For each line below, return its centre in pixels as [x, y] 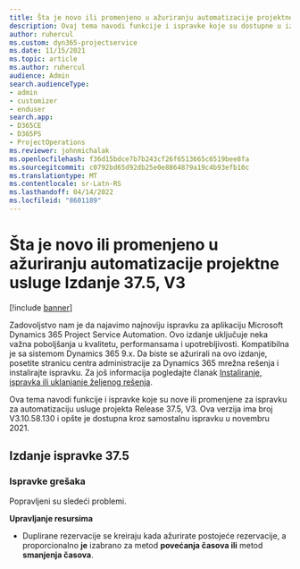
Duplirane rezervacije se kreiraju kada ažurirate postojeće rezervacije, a [154, 535]
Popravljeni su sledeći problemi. [68, 501]
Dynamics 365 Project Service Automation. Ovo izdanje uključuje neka [139, 334]
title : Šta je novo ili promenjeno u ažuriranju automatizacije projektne [151, 17]
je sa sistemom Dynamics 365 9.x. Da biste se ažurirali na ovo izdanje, [138, 353]
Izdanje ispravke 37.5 [69, 456]
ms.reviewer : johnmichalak [59, 150]
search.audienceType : [50, 84]
